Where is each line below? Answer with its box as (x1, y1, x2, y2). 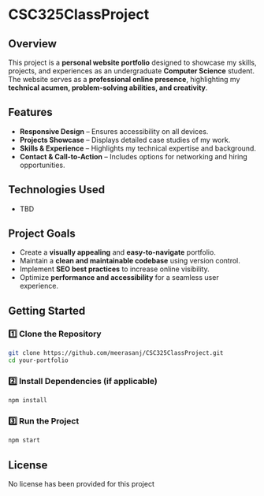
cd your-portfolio (8, 356, 69, 364)
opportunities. (19, 160, 65, 170)
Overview (8, 37, 58, 50)
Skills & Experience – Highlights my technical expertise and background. (19, 144, 256, 153)
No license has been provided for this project (8, 479, 155, 489)
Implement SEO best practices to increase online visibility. (19, 264, 210, 274)
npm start (8, 436, 41, 445)
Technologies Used (8, 183, 105, 196)
